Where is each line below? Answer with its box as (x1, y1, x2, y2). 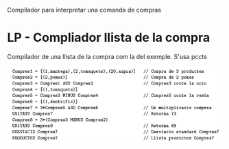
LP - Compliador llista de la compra (7, 30, 210, 45)
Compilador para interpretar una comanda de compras (7, 6, 162, 14)
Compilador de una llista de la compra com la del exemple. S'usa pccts (7, 52, 208, 60)
